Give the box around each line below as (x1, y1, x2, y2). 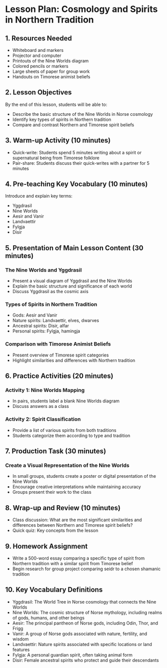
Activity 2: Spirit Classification (5, 416, 81, 423)
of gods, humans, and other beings (12, 615, 85, 621)
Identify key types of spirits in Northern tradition (12, 116, 111, 122)
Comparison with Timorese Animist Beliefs (5, 340, 111, 347)
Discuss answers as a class (12, 403, 69, 409)
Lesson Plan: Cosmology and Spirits (5, 3, 158, 15)
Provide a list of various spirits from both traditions (12, 427, 117, 433)
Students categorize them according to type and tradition (12, 432, 131, 438)
